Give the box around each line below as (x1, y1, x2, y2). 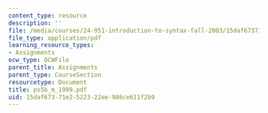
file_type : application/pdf (8, 33, 102, 42)
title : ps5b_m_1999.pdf (8, 85, 88, 94)
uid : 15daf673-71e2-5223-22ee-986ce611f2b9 (8, 93, 156, 101)
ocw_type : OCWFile (8, 56, 69, 64)
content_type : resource (8, 11, 88, 20)
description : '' (8, 19, 62, 27)
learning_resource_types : (8, 41, 94, 49)
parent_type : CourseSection (8, 71, 102, 79)
